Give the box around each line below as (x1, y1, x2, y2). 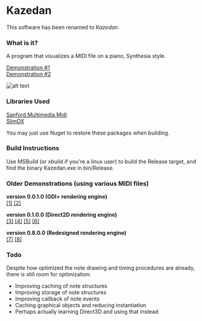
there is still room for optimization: (6, 271, 92, 278)
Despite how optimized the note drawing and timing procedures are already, (6, 264, 195, 272)
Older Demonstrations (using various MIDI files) (6, 179, 149, 188)
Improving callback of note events (14, 295, 100, 302)
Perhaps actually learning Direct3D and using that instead (14, 308, 159, 316)
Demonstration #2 (6, 71, 51, 78)
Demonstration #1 (6, 64, 50, 71)
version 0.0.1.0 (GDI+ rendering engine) (6, 193, 107, 200)
